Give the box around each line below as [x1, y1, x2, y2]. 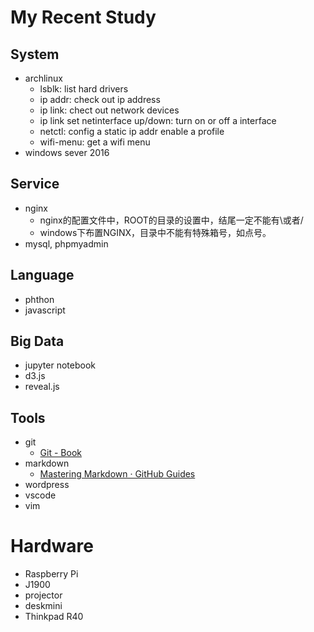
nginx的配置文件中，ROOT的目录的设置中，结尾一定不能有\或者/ [39, 214, 304, 226]
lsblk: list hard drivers [39, 83, 129, 95]
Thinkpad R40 [24, 611, 84, 623]
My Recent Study [10, 6, 157, 29]
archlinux [24, 72, 63, 84]
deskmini [24, 600, 63, 612]
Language [10, 267, 75, 284]
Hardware [10, 535, 94, 558]
